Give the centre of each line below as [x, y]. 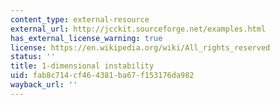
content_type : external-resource [80, 19]
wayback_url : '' [44, 85]
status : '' [33, 57]
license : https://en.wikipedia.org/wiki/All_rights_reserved [140, 47]
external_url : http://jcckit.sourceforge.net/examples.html [138, 29]
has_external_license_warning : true [86, 38]
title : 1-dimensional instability [82, 66]
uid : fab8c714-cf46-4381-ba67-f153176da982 [102, 76]
